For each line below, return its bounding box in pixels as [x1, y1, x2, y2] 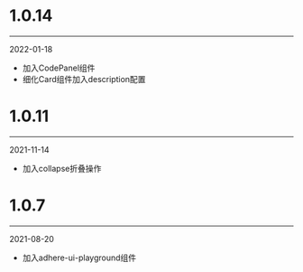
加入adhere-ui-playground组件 [22, 252, 137, 263]
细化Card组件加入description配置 [22, 73, 146, 84]
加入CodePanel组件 [22, 62, 96, 73]
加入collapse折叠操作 [22, 163, 102, 174]
